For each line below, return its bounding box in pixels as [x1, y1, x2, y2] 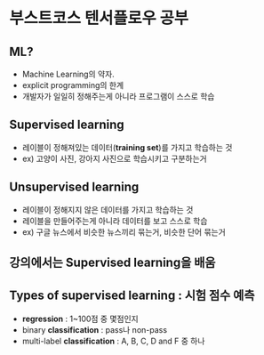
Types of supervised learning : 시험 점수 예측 [9, 288, 255, 303]
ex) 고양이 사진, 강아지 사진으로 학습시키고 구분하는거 [21, 153, 207, 164]
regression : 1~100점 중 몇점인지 [21, 313, 140, 324]
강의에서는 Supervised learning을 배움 [9, 255, 216, 270]
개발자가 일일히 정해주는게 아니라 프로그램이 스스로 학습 [21, 91, 215, 101]
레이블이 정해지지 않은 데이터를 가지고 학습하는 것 [21, 204, 194, 214]
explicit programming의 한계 [21, 80, 124, 90]
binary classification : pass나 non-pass [21, 324, 167, 335]
